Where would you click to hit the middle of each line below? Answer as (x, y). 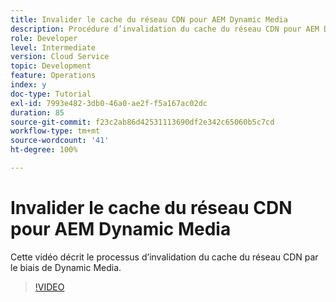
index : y (28, 85)
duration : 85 (37, 112)
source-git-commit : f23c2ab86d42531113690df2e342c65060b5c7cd (142, 122)
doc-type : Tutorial (51, 94)
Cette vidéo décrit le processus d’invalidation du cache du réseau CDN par (164, 257)
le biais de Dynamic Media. (66, 267)
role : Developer (44, 38)
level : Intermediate (53, 47)
